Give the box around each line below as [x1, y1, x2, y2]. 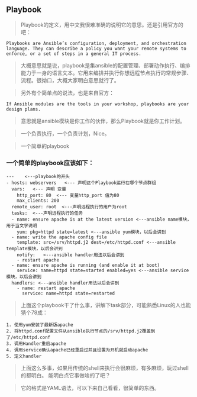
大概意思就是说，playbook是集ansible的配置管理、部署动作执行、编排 [20, 62, 190, 69]
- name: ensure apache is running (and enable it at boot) [11, 263, 160, 269]
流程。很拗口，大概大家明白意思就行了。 [20, 76, 120, 83]
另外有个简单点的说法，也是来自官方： [20, 89, 114, 96]
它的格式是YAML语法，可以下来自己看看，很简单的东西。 [20, 385, 160, 392]
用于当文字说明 [6, 223, 37, 229]
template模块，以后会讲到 [6, 246, 63, 252]
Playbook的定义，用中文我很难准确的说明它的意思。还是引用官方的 [20, 21, 183, 28]
